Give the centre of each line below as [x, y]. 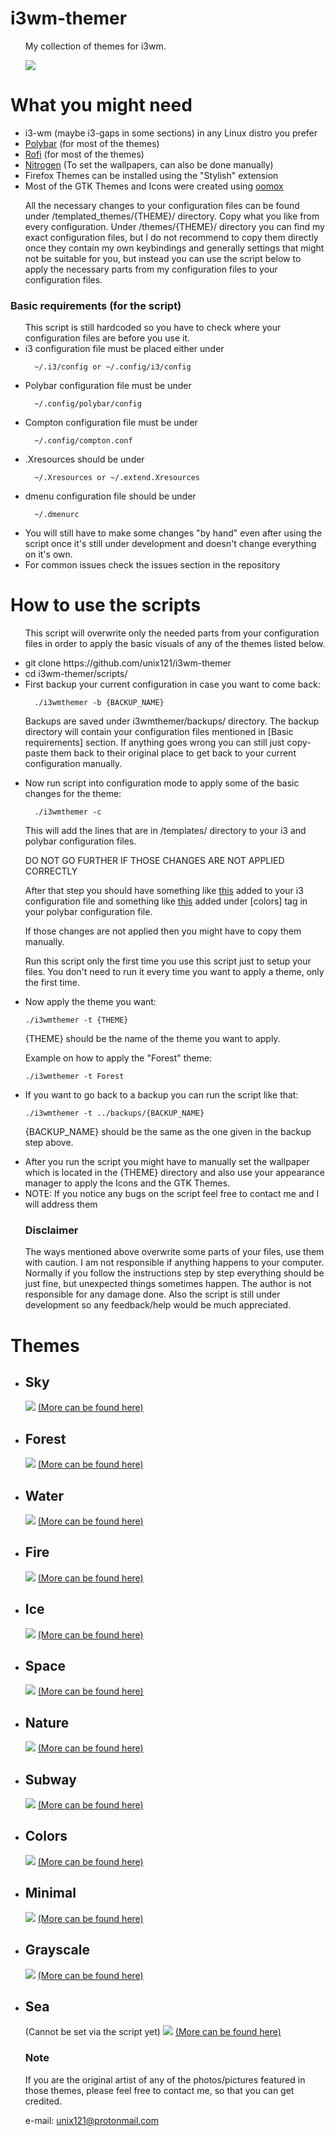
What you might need [101, 105]
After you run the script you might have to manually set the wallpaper [167, 1162]
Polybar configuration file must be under [108, 386]
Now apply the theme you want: [90, 1002]
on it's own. [48, 554]
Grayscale [57, 1950]
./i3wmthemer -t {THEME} [76, 1020]
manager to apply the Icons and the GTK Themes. [127, 1183]
